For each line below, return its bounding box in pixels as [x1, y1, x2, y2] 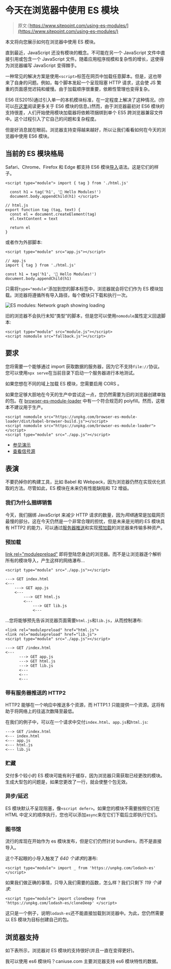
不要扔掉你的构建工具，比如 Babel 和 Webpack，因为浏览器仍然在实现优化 [5, 479, 161, 485]
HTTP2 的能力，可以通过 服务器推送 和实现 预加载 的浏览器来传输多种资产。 [11, 525, 165, 531]
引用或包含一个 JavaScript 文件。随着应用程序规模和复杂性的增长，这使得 [9, 56, 164, 62]
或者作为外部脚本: [5, 239, 43, 245]
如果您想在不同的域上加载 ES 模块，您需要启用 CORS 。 [5, 380, 122, 386]
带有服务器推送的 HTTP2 [5, 689, 66, 696]
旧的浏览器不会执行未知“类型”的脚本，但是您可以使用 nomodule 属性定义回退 [5, 312, 161, 319]
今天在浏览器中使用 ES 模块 [5, 5, 119, 16]
